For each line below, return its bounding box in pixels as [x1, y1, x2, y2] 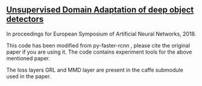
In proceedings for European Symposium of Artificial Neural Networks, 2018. [6, 30, 197, 37]
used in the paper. [6, 72, 51, 80]
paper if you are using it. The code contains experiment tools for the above [6, 48, 192, 55]
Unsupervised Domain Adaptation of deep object [6, 5, 194, 15]
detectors [6, 14, 44, 25]
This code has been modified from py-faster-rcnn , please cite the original [6, 41, 191, 49]
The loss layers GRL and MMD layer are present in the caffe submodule [6, 66, 184, 73]
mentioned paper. [6, 54, 50, 62]
